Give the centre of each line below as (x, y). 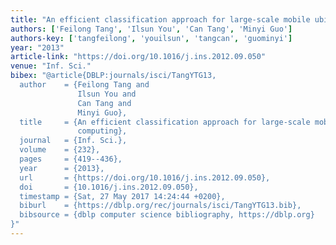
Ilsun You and (107, 94)
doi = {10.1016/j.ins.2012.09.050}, (109, 187)
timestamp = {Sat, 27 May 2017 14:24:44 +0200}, (122, 196)
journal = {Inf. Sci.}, (73, 141)
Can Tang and (104, 103)
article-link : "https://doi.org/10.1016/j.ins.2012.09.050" (138, 57)
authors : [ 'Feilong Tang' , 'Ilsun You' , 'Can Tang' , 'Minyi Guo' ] (151, 29)
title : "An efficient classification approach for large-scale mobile (160, 19)
